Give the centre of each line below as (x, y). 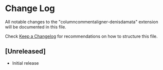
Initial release (25, 63)
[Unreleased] (26, 51)
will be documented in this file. (36, 27)
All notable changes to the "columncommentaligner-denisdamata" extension (81, 22)
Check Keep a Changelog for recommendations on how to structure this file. (81, 36)
